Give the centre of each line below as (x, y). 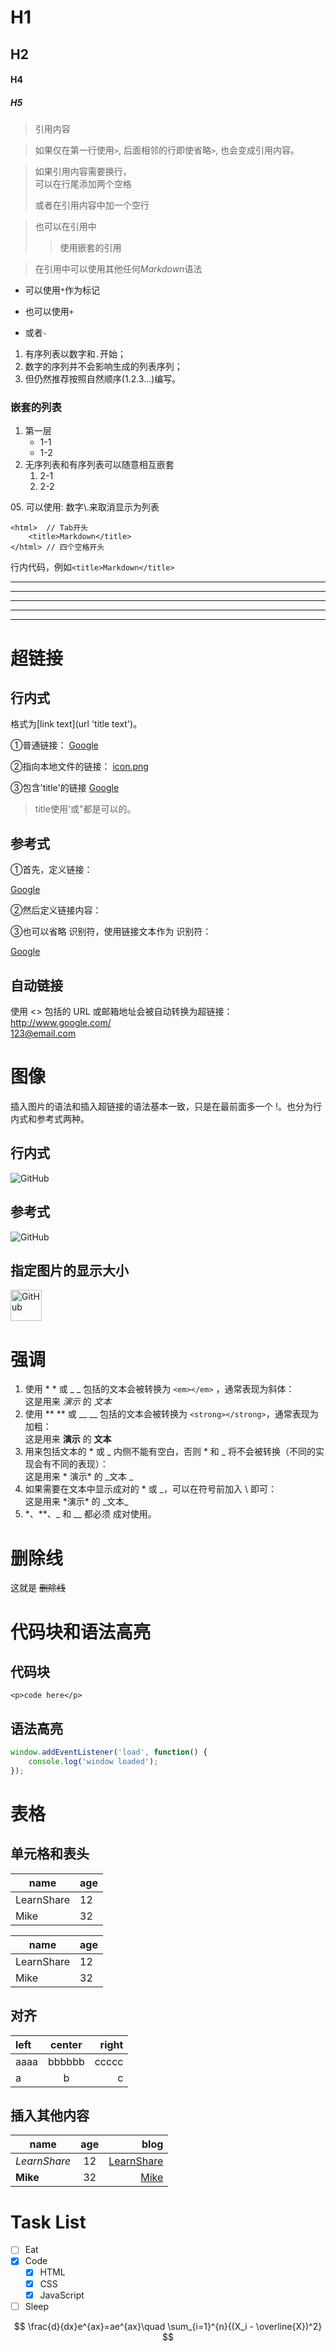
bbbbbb (66, 2061)
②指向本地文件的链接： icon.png (79, 767)
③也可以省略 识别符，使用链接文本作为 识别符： (111, 932)
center (66, 2044)
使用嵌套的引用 (90, 248)
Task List (48, 2222)
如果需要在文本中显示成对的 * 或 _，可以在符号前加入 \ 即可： (150, 1489)
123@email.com (43, 1033)
